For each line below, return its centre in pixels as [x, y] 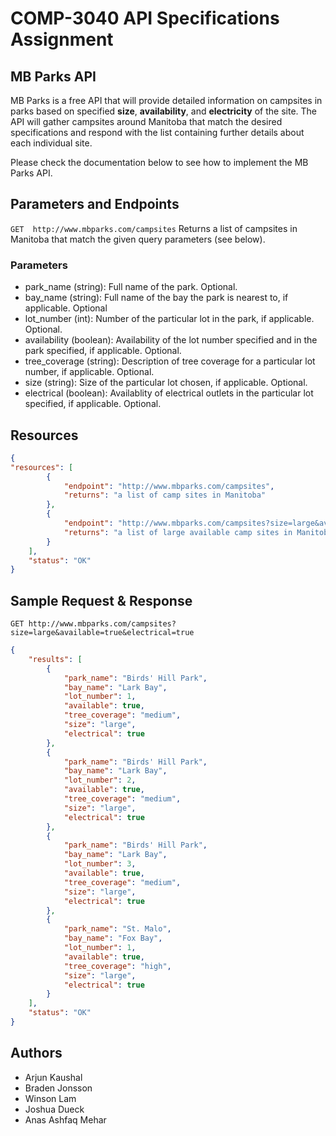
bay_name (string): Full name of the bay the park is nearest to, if [156, 298]
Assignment [62, 39]
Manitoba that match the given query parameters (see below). [138, 239]
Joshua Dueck [54, 1109]
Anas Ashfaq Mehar [65, 1119]
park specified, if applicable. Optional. [103, 351]
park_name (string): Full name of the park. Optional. [131, 287]
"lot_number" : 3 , [100, 864]
